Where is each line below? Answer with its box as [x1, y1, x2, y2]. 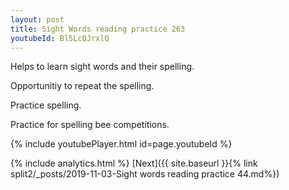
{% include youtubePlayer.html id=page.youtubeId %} [10, 138, 233, 150]
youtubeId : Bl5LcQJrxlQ [10, 33, 110, 43]
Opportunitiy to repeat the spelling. [10, 80, 155, 92]
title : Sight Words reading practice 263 [10, 24, 186, 34]
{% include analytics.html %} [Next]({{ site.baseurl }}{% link [10, 157, 258, 170]
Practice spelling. [10, 99, 82, 111]
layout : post [10, 14, 65, 25]
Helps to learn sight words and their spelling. [10, 61, 195, 73]
